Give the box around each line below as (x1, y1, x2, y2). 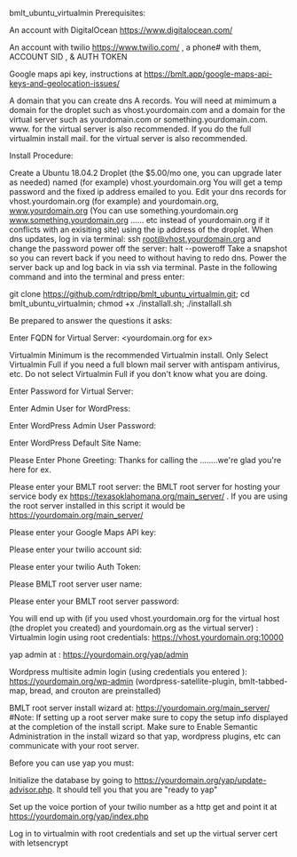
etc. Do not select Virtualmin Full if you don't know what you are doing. (9, 369, 268, 379)
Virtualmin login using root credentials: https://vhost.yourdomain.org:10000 (9, 632, 284, 643)
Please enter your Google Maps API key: (9, 527, 157, 537)
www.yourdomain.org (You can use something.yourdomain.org (9, 205, 239, 216)
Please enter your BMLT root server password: (9, 596, 179, 606)
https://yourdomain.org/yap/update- (134, 775, 267, 785)
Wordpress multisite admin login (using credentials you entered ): (9, 667, 248, 677)
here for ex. (9, 464, 51, 475)
